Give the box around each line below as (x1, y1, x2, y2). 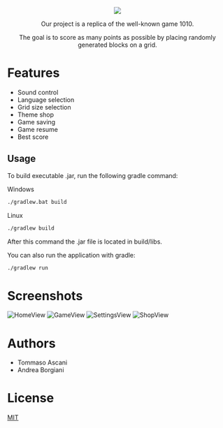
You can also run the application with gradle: (7, 251, 136, 259)
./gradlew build (7, 224, 55, 232)
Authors (7, 335, 56, 351)
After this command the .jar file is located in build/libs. (7, 237, 163, 246)
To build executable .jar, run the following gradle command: (7, 171, 178, 179)
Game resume (17, 125, 58, 133)
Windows (7, 185, 35, 193)
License (7, 390, 55, 406)
